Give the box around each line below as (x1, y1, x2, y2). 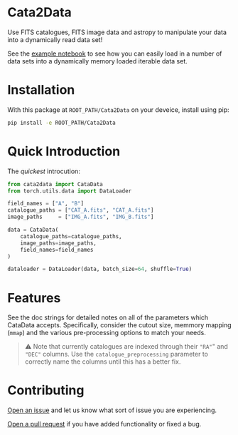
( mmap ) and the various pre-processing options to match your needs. (7, 329, 206, 337)
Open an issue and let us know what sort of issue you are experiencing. (7, 406, 217, 414)
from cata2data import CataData (7, 180, 103, 188)
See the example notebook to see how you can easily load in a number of (7, 49, 222, 58)
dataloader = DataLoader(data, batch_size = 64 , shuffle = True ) (7, 265, 193, 273)
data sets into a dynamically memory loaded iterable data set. (7, 56, 188, 65)
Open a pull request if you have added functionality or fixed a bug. (7, 420, 202, 429)
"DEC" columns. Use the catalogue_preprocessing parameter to (24, 350, 208, 359)
